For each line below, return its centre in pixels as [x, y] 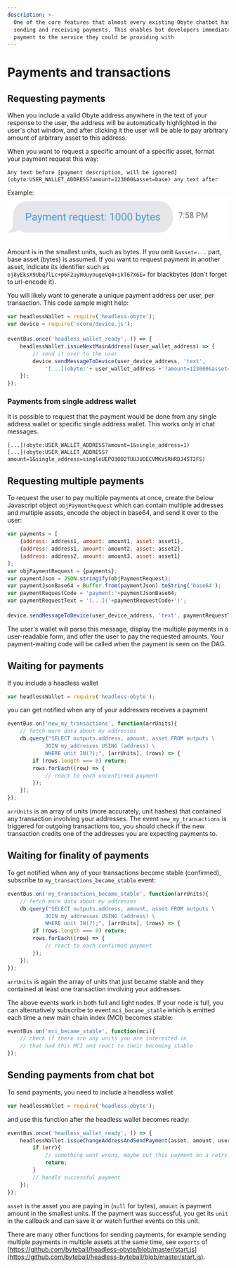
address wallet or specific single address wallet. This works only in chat [111, 424]
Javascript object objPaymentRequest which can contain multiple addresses [116, 505]
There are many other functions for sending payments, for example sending [117, 1234]
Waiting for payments [55, 666]
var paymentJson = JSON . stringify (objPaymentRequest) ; [89, 579]
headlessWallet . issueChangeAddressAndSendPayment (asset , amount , [118, 1140]
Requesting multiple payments [76, 481]
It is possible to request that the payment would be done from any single [112, 417]
